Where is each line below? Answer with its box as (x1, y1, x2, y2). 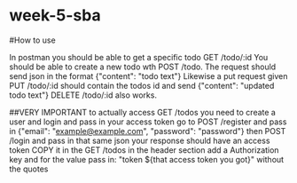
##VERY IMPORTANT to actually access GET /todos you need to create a (9, 107, 277, 117)
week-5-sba (9, 5, 101, 26)
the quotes (9, 163, 49, 174)
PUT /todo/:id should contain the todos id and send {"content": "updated (9, 80, 275, 91)
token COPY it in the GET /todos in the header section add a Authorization (9, 144, 279, 155)
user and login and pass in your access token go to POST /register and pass (9, 116, 287, 127)
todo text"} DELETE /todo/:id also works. (9, 90, 158, 100)
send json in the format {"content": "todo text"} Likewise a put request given (9, 70, 288, 81)
